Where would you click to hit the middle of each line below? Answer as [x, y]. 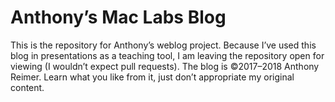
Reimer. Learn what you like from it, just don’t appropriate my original [152, 77]
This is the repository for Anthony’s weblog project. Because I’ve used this [163, 45]
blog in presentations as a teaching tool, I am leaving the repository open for [167, 55]
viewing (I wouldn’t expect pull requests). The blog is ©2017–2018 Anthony [165, 66]
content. [27, 87]
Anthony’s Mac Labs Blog [118, 17]
